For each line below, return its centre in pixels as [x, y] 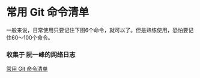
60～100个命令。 [32, 37]
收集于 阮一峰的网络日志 [41, 55]
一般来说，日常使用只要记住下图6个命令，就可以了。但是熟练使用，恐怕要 [97, 30]
